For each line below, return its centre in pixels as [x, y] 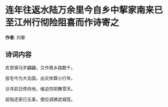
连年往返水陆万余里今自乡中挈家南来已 [84, 10]
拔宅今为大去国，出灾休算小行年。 [40, 78]
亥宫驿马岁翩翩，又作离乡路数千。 [40, 67]
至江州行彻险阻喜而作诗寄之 [62, 23]
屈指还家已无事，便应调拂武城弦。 [40, 99]
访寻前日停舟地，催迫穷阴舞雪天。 [40, 89]
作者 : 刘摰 [15, 37]
